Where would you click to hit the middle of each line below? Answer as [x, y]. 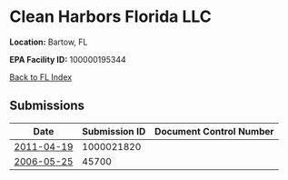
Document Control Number [214, 131]
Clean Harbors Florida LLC [110, 17]
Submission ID [114, 131]
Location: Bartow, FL [49, 42]
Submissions [47, 106]
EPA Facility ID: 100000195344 [68, 59]
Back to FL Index [41, 77]
